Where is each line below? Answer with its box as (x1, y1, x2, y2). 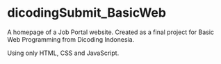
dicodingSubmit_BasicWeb (7, 5, 167, 21)
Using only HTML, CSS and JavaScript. (7, 49, 120, 57)
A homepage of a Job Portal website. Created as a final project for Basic (7, 28, 214, 36)
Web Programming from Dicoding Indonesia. (7, 35, 135, 43)
